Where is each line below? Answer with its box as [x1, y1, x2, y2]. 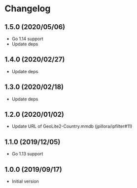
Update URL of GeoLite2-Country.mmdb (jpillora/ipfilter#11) [11, 123, 133, 129]
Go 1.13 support [11, 151, 43, 157]
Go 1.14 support [11, 36, 44, 42]
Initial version [11, 179, 39, 185]
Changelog [4, 3, 51, 14]
